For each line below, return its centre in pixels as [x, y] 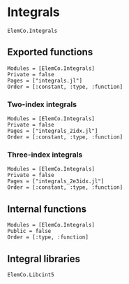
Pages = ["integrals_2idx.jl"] [53, 131]
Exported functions [50, 52]
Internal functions [47, 209]
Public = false [29, 232]
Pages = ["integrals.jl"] [45, 80]
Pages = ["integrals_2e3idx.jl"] [56, 182]
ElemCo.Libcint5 [31, 275]
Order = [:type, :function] [48, 237]
